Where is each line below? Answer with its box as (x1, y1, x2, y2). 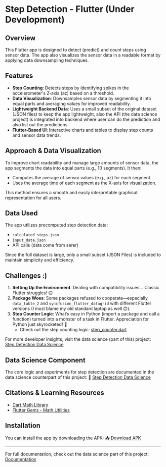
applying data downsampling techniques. (5, 57, 89, 63)
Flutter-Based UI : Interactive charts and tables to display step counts (12, 127, 153, 133)
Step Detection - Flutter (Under (5, 3, 135, 15)
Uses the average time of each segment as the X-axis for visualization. (12, 180, 157, 186)
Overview (5, 34, 36, 42)
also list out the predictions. (12, 121, 69, 127)
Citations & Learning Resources (5, 389, 105, 397)
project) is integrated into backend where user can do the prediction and (12, 116, 161, 122)
